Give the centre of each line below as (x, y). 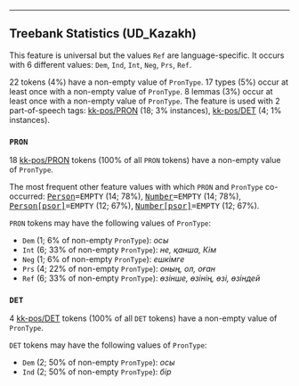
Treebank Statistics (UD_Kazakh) (103, 33)
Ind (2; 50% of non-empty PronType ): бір (97, 372)
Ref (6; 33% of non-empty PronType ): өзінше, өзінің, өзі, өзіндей (141, 278)
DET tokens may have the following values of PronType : (108, 345)
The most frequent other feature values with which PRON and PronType (137, 187)
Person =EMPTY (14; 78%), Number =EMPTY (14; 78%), (144, 196)
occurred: (27, 196)
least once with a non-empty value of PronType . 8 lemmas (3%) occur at (141, 91)
